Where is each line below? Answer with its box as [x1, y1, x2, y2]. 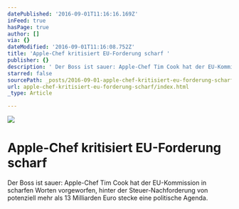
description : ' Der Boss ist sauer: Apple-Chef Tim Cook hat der [7, 63, 205, 70]
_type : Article [7, 90, 53, 97]
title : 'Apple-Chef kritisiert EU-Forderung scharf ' [7, 50, 171, 58]
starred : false [7, 70, 53, 77]
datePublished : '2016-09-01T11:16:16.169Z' [7, 10, 139, 18]
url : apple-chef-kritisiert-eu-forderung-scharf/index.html [7, 83, 190, 90]
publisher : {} [7, 57, 50, 64]
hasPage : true [7, 23, 50, 31]
